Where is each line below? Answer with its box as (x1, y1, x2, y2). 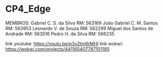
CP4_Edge (5, 3, 51, 15)
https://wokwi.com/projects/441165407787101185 (5, 46, 110, 52)
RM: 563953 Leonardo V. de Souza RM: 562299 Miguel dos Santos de (5, 25, 154, 31)
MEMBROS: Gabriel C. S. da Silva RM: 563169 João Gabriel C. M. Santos (5, 20, 158, 26)
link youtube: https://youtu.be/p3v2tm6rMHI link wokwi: (5, 40, 124, 46)
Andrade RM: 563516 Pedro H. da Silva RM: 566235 (5, 31, 115, 37)
